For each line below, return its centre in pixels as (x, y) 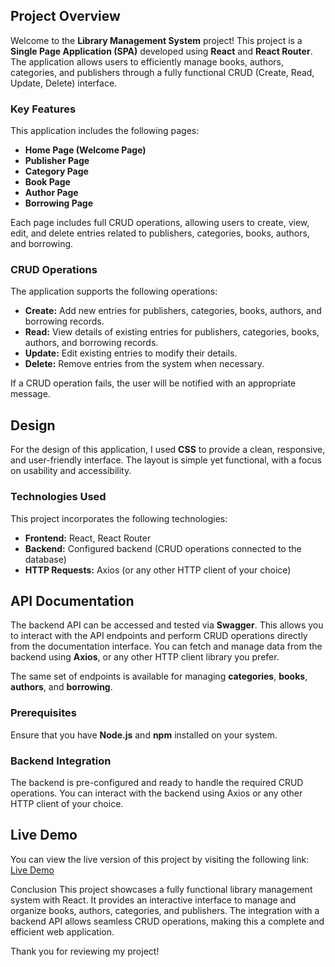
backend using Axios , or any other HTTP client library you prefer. (145, 657)
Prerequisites (43, 713)
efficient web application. (62, 931)
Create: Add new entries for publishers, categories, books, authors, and (173, 311)
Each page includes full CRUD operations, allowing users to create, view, (160, 223)
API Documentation (72, 600)
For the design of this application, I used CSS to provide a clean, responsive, (168, 450)
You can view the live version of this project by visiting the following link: (160, 859)
